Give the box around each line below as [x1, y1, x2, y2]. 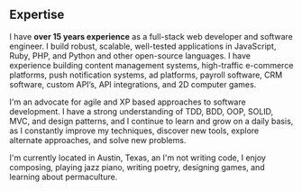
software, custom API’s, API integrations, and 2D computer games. [9, 78, 257, 89]
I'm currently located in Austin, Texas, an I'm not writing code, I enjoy [9, 152, 266, 163]
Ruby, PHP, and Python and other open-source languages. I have [9, 50, 251, 61]
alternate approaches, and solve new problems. [9, 134, 187, 145]
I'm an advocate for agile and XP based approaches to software [9, 96, 246, 107]
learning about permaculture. [9, 171, 118, 182]
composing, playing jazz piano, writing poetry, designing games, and [9, 161, 265, 172]
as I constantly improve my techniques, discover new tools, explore [9, 125, 260, 136]
